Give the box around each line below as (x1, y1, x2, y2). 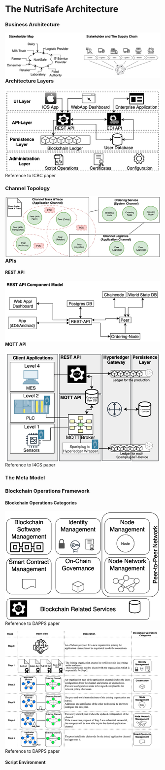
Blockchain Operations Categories (5, 500, 77, 505)
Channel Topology (5, 185, 50, 192)
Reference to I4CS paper (5, 462, 56, 468)
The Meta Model (5, 474, 45, 481)
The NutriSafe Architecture (5, 3, 119, 15)
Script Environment (5, 759, 46, 766)
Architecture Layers (5, 77, 54, 84)
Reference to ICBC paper (5, 173, 56, 179)
